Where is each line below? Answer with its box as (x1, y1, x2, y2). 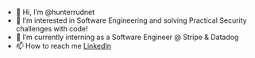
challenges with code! (15, 24, 89, 33)
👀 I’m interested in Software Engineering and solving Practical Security (15, 16, 248, 25)
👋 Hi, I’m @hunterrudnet (15, 8, 95, 16)
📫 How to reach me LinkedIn (15, 42, 112, 50)
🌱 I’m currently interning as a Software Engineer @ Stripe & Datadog (15, 32, 239, 42)
